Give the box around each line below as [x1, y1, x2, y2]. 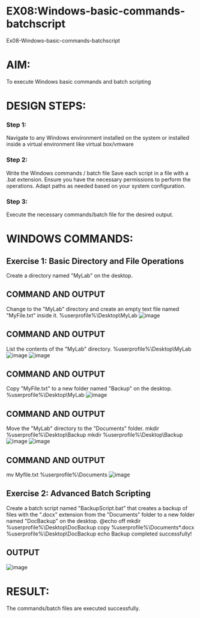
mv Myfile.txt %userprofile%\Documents [6, 471, 108, 478]
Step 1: [6, 120, 26, 129]
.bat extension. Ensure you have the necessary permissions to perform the [6, 176, 191, 183]
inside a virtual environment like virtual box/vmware [6, 140, 134, 148]
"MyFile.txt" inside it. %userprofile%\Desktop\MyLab [6, 311, 138, 319]
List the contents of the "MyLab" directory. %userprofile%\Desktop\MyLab [6, 345, 192, 352]
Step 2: [6, 155, 28, 164]
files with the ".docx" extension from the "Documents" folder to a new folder [6, 511, 195, 518]
